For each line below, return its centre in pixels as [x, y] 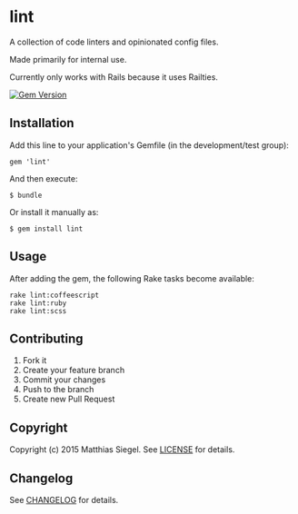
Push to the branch [58, 390]
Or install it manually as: [54, 212]
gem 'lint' [30, 162]
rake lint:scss [38, 311]
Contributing [46, 338]
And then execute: [44, 178]
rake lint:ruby [38, 303]
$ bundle [26, 195]
